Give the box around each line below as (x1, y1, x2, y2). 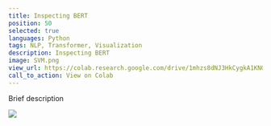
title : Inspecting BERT (8, 11, 89, 20)
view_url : (8, 64, 42, 72)
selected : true (8, 26, 60, 35)
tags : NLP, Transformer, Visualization (8, 42, 143, 50)
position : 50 (8, 19, 52, 27)
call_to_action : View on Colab (8, 71, 114, 79)
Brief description (8, 93, 65, 103)
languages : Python (8, 34, 70, 43)
